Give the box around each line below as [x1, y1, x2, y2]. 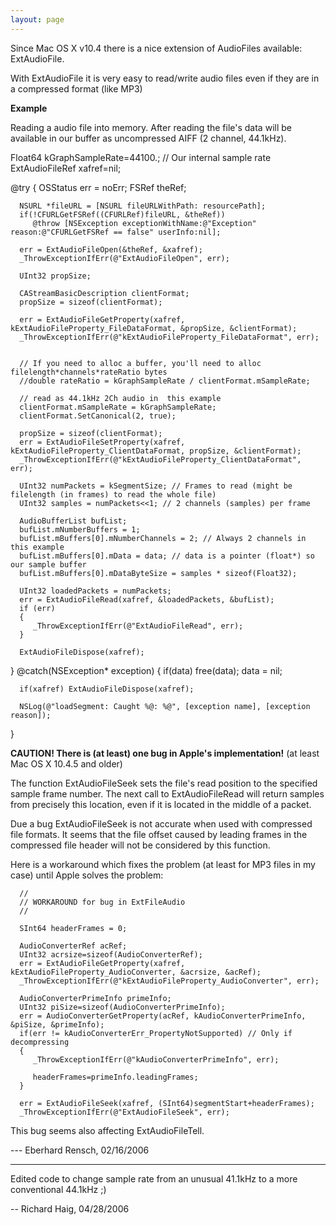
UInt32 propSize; [19, 271, 92, 281]
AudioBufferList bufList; [19, 516, 128, 526]
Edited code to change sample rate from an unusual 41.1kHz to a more [10, 1172, 298, 1185]
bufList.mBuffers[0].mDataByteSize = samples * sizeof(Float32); [19, 568, 298, 578]
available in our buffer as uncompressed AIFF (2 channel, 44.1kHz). [10, 132, 287, 144]
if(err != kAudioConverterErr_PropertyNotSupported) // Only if [19, 1028, 293, 1038]
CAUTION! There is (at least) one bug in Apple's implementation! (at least [10, 747, 320, 759]
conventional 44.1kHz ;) [10, 1183, 107, 1195]
